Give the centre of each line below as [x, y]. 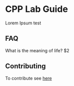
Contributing [25, 66]
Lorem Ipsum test [23, 23]
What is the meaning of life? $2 [37, 50]
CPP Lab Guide [37, 9]
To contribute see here [29, 78]
